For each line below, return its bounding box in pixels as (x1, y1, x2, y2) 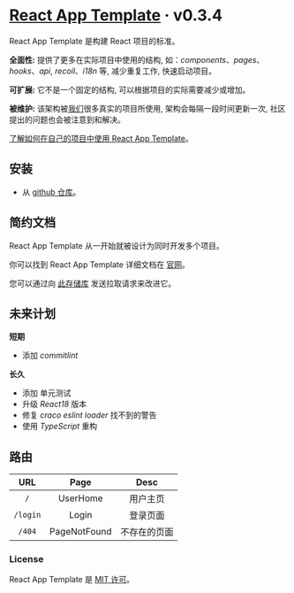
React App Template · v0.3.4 (9, 5, 223, 26)
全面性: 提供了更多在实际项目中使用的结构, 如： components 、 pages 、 (9, 54, 265, 65)
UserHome (57, 492, 103, 504)
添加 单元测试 (21, 388, 72, 398)
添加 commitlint (21, 350, 79, 361)
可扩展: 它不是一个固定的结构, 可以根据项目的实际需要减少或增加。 (9, 84, 251, 95)
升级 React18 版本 (21, 399, 87, 410)
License (9, 553, 44, 566)
